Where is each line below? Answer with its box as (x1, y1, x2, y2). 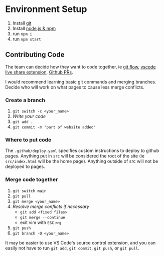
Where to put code (5, 136, 52, 143)
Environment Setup (5, 3, 87, 15)
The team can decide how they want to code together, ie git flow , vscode (5, 63, 156, 69)
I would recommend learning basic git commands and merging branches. (5, 78, 156, 84)
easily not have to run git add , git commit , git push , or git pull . (5, 245, 139, 251)
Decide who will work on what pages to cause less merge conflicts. (5, 84, 144, 90)
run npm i (12, 30, 33, 36)
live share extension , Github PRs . (5, 69, 74, 75)
